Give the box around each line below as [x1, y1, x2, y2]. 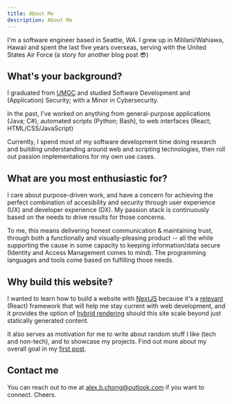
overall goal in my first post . [7, 344, 87, 353]
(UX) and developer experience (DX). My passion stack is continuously [7, 206, 210, 214]
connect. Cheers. [7, 390, 57, 398]
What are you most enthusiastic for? [7, 173, 168, 184]
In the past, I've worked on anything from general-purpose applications [7, 109, 211, 118]
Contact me [7, 365, 59, 376]
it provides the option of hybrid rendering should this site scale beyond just [7, 309, 222, 317]
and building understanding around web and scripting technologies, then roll [7, 145, 226, 153]
